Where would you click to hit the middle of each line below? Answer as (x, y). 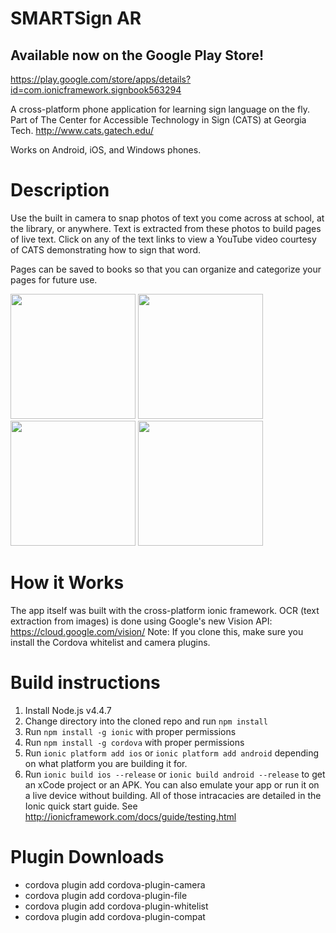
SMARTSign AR (76, 18)
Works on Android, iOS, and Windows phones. (106, 150)
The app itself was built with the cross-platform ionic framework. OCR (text (165, 610)
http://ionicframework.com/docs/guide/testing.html (130, 816)
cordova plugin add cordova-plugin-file (106, 895)
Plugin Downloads (87, 857)
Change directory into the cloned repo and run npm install (146, 721)
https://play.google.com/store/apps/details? (101, 79)
